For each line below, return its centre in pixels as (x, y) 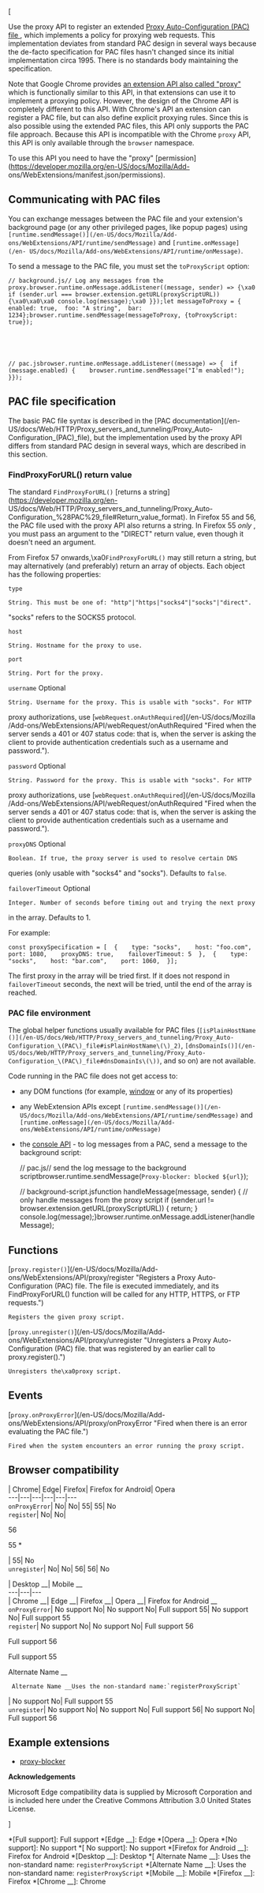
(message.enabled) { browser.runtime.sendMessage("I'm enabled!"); (126, 371)
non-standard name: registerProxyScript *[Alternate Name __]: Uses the (127, 1865)
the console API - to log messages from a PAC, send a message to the (134, 1144)
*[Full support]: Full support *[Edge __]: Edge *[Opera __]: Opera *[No (123, 1839)
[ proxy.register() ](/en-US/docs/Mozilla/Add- (84, 1269)
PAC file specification (62, 402)
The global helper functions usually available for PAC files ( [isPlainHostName (132, 1030)
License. (22, 1809)
